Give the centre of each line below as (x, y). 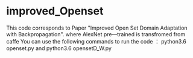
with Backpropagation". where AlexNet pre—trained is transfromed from (96, 34)
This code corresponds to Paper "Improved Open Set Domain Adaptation (97, 28)
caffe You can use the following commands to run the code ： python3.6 (96, 41)
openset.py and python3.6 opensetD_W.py (59, 48)
